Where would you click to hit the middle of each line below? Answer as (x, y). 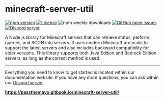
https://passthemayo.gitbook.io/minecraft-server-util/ (62, 92)
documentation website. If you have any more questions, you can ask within (82, 77)
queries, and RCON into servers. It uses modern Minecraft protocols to (77, 42)
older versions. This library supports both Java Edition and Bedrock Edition (81, 53)
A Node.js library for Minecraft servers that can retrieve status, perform (77, 37)
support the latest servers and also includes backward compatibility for (77, 48)
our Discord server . (25, 82)
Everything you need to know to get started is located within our (70, 72)
